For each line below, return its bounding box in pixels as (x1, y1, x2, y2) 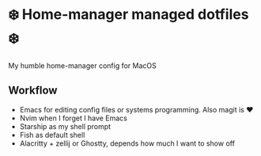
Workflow (8, 84, 58, 97)
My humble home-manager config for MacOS (8, 60, 157, 70)
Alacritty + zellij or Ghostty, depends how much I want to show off (19, 139, 236, 148)
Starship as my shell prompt (19, 121, 112, 131)
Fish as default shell (19, 130, 85, 139)
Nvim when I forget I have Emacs (19, 113, 128, 123)
